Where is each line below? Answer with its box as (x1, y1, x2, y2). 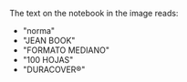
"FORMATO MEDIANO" (22, 45, 110, 56)
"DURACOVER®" (22, 64, 86, 75)
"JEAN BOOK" (22, 36, 76, 46)
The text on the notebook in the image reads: (9, 8, 179, 18)
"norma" (22, 26, 56, 36)
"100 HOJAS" (22, 55, 74, 65)
